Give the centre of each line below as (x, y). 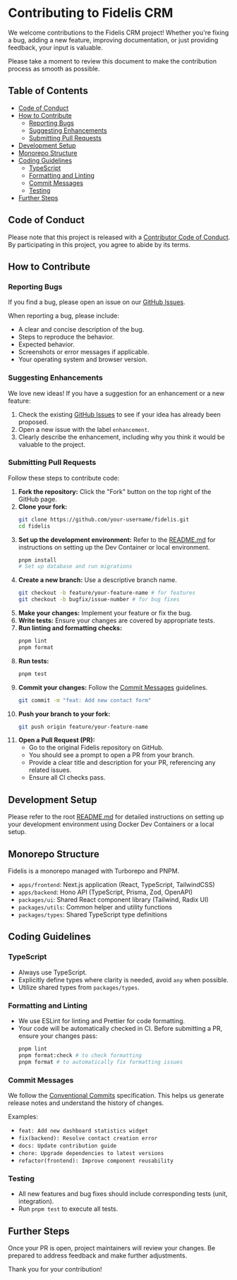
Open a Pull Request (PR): (56, 740)
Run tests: (34, 660)
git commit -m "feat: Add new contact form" (85, 700)
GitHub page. (37, 499)
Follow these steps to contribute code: (64, 478)
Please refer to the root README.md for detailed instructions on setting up (116, 817)
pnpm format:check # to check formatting (80, 1055)
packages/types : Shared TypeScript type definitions (93, 914)
